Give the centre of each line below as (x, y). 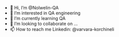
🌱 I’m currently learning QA (38, 18)
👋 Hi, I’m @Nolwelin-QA (34, 8)
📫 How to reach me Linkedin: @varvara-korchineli (62, 29)
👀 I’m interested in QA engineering (45, 13)
